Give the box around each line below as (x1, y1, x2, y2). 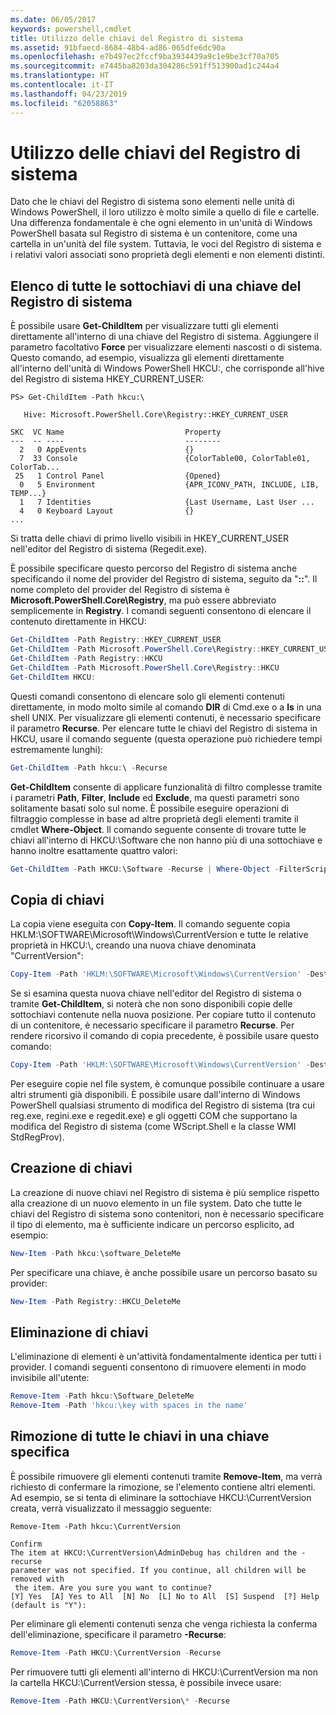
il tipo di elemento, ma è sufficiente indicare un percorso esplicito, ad (10, 1218, 295, 1230)
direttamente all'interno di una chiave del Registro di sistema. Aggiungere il (10, 331, 319, 343)
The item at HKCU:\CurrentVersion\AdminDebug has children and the (10, 1547, 298, 1558)
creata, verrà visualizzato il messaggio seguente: (10, 1502, 212, 1514)
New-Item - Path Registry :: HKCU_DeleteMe (10, 1296, 182, 1306)
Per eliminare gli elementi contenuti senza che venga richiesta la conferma (10, 1617, 318, 1630)
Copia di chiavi (10, 891, 105, 908)
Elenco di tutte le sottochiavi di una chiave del (10, 277, 302, 295)
